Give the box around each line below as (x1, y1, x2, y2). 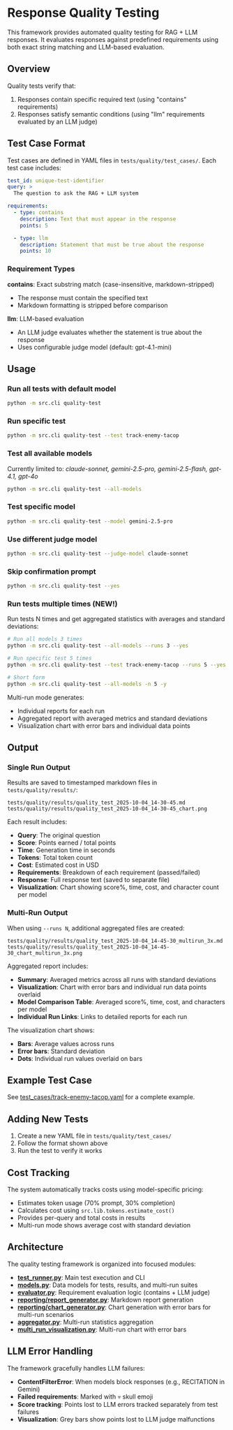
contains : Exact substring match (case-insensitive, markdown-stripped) (7, 280, 215, 288)
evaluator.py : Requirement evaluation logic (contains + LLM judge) (17, 1288, 211, 1296)
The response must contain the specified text (17, 293, 149, 301)
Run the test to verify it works (17, 1147, 103, 1155)
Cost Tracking (7, 1167, 70, 1179)
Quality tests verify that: (7, 82, 76, 90)
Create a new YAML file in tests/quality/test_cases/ (17, 1132, 172, 1140)
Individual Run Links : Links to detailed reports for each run (17, 1012, 188, 1020)
